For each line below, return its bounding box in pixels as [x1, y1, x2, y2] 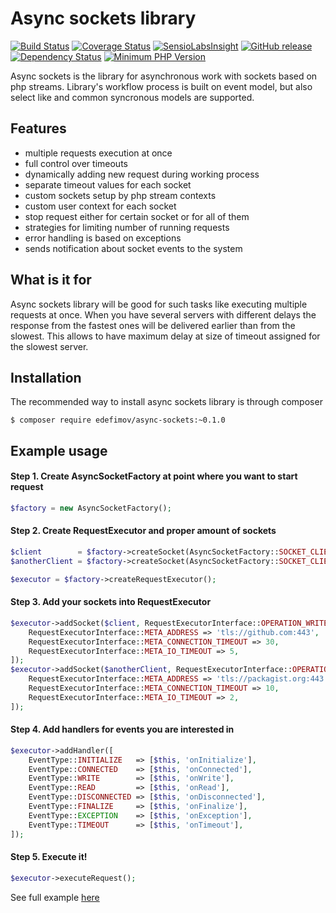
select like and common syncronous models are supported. [10, 91, 255, 103]
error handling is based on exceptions [24, 232, 182, 244]
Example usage [10, 442, 108, 459]
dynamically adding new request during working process [24, 168, 260, 180]
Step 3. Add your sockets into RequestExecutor [10, 596, 212, 608]
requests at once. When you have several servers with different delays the [10, 308, 317, 321]
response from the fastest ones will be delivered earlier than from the [10, 319, 296, 331]
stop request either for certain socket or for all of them [24, 210, 250, 222]
